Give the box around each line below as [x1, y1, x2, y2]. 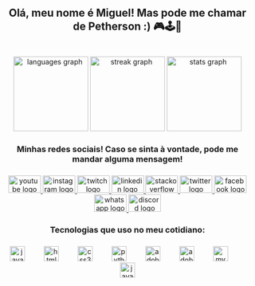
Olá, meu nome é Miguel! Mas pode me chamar [8, 6, 247, 20]
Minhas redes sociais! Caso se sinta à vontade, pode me [16, 143, 239, 155]
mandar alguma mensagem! [72, 154, 183, 165]
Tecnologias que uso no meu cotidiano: [49, 225, 206, 236]
